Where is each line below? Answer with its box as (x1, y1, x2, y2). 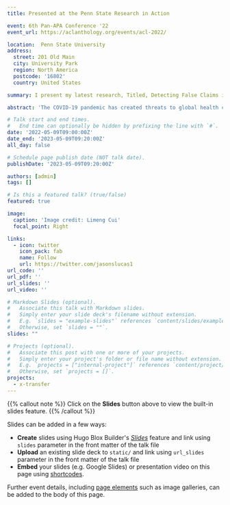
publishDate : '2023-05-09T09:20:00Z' (7, 160, 115, 168)
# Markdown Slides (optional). (7, 298, 97, 305)
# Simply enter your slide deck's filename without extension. (7, 311, 197, 318)
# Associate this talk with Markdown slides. (7, 305, 146, 312)
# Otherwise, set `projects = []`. (7, 368, 115, 375)
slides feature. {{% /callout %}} (7, 406, 96, 415)
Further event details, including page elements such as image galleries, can (7, 483, 220, 491)
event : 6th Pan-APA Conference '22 (7, 22, 109, 29)
